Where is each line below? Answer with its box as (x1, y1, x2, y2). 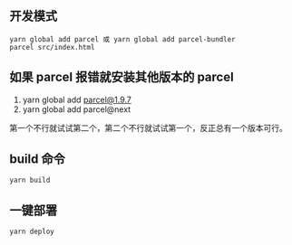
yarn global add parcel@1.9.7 (22, 94, 131, 105)
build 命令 (9, 152, 65, 167)
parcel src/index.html (9, 42, 95, 52)
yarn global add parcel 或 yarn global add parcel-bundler (9, 34, 236, 43)
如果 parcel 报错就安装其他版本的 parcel (9, 70, 234, 85)
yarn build (9, 175, 51, 185)
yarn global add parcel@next (22, 103, 131, 115)
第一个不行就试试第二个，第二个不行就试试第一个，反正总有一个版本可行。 (9, 122, 287, 133)
